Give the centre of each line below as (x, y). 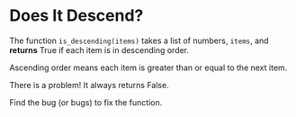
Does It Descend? (76, 16)
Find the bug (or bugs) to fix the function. (86, 102)
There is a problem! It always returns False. (89, 85)
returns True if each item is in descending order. (99, 49)
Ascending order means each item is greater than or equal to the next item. (148, 67)
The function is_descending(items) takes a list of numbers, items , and (139, 40)
